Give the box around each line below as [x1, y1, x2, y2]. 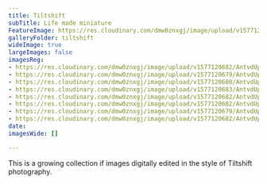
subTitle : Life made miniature [8, 19, 112, 27]
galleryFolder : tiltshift [8, 33, 94, 42]
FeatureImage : [8, 26, 56, 34]
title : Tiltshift [8, 11, 66, 20]
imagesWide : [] [8, 129, 59, 137]
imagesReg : [8, 56, 44, 64]
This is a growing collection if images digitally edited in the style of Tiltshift [8, 158, 253, 167]
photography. [8, 167, 52, 176]
